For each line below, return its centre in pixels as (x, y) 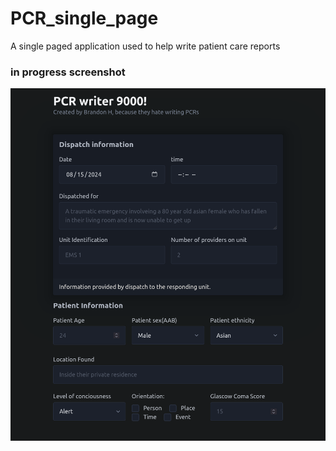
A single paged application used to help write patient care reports (145, 46)
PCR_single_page (84, 18)
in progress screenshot (68, 72)
